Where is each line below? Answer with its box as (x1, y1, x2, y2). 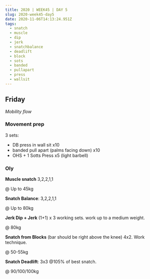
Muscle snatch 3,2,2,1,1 (5, 176, 54, 182)
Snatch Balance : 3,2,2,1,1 (5, 195, 57, 202)
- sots (9, 58, 23, 63)
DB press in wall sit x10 (12, 141, 60, 147)
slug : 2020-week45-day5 (5, 12, 55, 17)
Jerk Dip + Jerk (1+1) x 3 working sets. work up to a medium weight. (5, 215, 145, 221)
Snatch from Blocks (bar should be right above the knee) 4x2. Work (5, 234, 145, 240)
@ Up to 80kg (5, 205, 34, 211)
